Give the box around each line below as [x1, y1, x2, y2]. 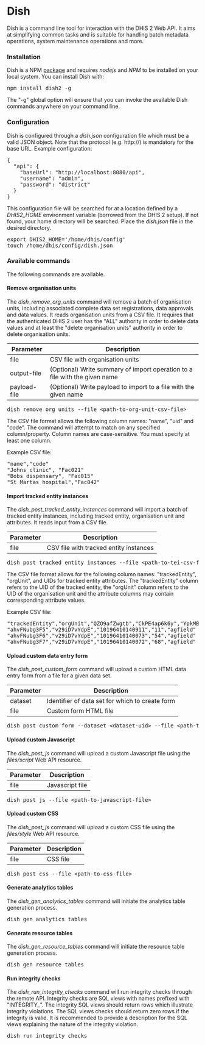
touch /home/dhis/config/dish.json [7, 242, 113, 249]
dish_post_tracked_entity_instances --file [7, 559, 139, 566]
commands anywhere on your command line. [7, 102, 120, 110]
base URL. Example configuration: [7, 144, 92, 152]
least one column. [7, 437, 52, 444]
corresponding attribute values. [7, 596, 86, 604]
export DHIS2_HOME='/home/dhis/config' [7, 236, 126, 243]
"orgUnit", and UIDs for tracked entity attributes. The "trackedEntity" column [7, 577, 198, 585]
